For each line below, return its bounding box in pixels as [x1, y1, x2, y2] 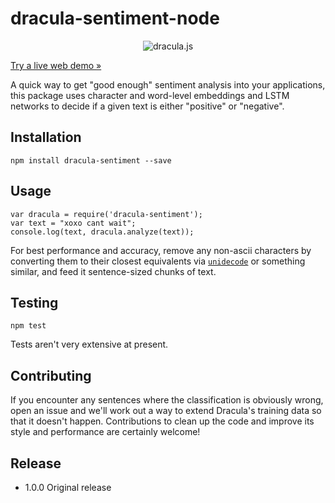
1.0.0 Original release [24, 482, 112, 493]
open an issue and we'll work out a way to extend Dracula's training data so [10, 405, 322, 417]
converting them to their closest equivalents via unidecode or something [10, 255, 306, 267]
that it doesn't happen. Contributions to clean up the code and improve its [10, 415, 315, 427]
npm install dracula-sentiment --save [10, 155, 172, 166]
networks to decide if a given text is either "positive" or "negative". [10, 100, 285, 112]
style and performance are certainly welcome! [10, 426, 201, 438]
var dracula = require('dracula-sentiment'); [10, 209, 203, 219]
